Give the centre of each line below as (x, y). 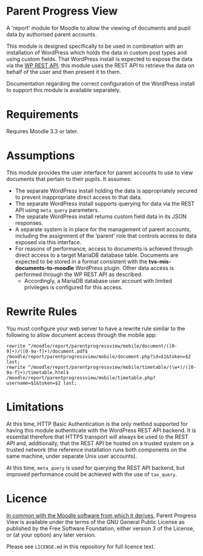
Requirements (42, 115)
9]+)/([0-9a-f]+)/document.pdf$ (47, 351)
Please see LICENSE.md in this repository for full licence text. (81, 546)
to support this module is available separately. (64, 90)
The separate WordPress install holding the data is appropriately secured (106, 190)
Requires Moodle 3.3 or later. (42, 131)
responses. (29, 223)
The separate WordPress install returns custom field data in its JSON (101, 216)
